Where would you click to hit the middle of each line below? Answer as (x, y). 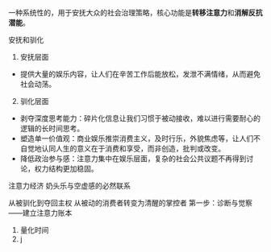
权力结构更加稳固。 (66, 169)
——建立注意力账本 (40, 213)
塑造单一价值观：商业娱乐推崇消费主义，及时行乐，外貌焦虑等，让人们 (137, 138)
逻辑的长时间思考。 (52, 128)
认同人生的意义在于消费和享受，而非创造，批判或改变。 (133, 149)
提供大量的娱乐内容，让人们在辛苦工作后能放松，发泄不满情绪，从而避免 (140, 74)
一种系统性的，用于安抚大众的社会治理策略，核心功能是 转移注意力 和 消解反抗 (135, 12)
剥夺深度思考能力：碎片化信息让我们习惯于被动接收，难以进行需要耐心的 (140, 118)
